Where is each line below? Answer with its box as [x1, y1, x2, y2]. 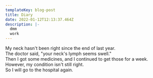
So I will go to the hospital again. [5, 67, 74, 73]
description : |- [5, 21, 40, 27]
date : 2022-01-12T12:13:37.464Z [5, 17, 74, 22]
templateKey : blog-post [5, 7, 56, 13]
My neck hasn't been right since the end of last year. [5, 45, 116, 51]
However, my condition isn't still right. [5, 62, 84, 67]
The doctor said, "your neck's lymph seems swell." [5, 50, 112, 57]
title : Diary [5, 12, 33, 17]
